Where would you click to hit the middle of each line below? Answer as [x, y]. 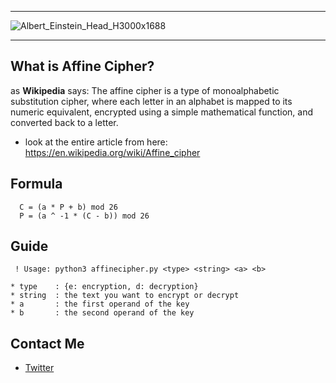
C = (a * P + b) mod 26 [68, 207]
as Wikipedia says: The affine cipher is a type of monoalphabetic [145, 90]
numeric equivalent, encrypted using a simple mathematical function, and [161, 112]
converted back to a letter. [64, 122]
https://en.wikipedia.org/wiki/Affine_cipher [112, 152]
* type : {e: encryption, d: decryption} [104, 287]
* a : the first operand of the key [100, 304]
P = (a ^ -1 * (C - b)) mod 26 [84, 216]
